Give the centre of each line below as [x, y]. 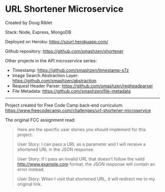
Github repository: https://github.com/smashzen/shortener [64, 51]
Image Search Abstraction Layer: [45, 75]
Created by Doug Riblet [29, 23]
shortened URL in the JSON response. [56, 149]
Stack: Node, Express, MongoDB [38, 32]
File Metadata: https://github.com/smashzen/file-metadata [71, 91]
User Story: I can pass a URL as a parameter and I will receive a [81, 144]
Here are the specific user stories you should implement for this [82, 129]
